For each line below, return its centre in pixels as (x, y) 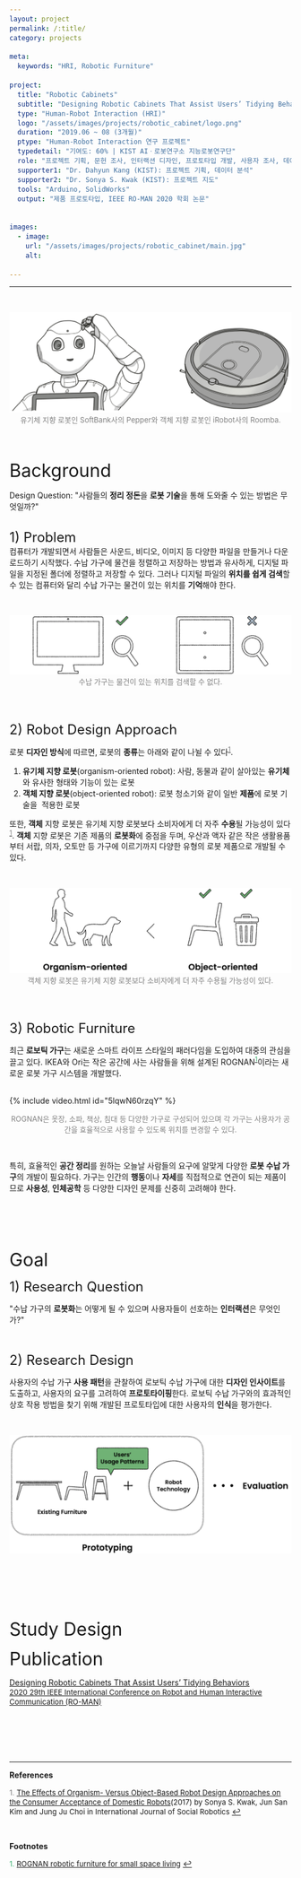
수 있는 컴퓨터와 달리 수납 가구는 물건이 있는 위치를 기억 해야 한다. (123, 585)
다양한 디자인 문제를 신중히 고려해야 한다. (164, 1187)
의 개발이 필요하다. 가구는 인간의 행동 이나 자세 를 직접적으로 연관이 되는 (139, 1177)
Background (60, 471)
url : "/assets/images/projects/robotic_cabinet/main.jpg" (136, 246)
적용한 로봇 (61, 804)
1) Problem (43, 538)
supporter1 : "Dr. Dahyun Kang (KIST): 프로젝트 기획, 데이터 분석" (135, 170)
